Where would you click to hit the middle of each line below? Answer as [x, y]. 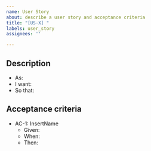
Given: [32, 130]
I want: [23, 84]
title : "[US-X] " [28, 23]
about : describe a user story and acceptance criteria [76, 17]
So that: [24, 90]
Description [28, 63]
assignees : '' [24, 34]
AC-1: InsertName [36, 124]
